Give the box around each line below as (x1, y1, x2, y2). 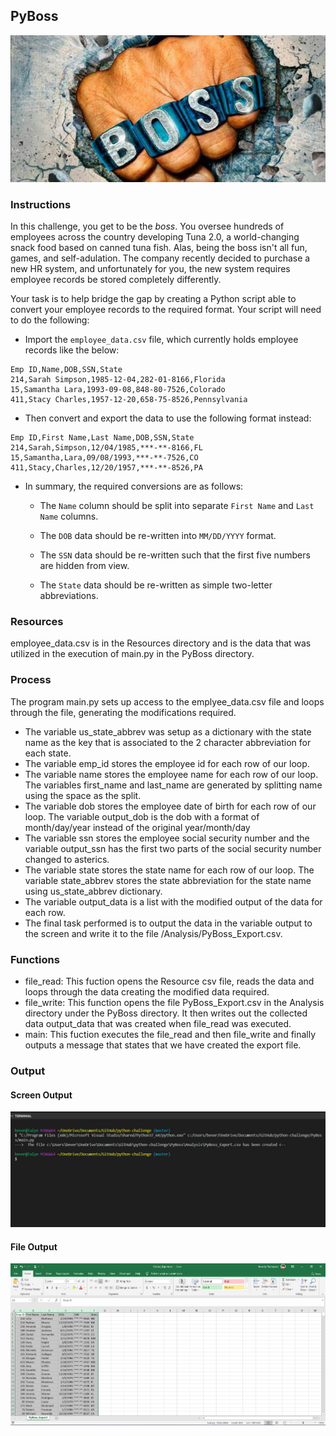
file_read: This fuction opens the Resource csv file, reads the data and (24, 975, 315, 987)
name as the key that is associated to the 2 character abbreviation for (24, 736, 312, 748)
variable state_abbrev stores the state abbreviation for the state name (24, 874, 312, 886)
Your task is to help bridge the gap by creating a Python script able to (10, 293, 297, 305)
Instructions (10, 197, 72, 211)
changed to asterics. (24, 853, 110, 865)
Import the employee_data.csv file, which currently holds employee (24, 334, 299, 346)
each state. (24, 747, 72, 759)
